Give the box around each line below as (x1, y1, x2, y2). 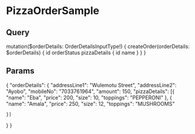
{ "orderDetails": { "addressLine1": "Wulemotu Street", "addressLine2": (6, 81, 177, 88)
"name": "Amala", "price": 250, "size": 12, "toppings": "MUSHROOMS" (6, 100, 175, 107)
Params (6, 66, 35, 76)
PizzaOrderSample (6, 4, 100, 18)
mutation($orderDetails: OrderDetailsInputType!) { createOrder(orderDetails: (6, 43, 190, 50)
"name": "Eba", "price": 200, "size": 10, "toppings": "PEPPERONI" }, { (6, 94, 172, 101)
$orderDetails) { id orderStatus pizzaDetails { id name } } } (6, 49, 146, 56)
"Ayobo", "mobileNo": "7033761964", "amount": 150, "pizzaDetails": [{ (6, 88, 175, 95)
